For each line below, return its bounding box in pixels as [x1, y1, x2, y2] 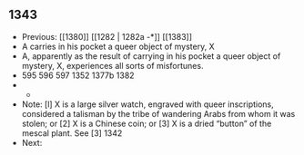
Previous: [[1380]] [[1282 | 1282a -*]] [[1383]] [21, 31, 193, 42]
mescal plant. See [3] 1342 [21, 127, 123, 139]
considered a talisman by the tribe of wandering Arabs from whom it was [21, 108, 296, 119]
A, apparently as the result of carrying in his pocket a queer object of [21, 50, 281, 62]
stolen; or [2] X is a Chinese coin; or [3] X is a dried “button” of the [21, 118, 272, 129]
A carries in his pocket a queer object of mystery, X [21, 41, 215, 52]
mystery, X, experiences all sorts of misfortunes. [21, 60, 204, 71]
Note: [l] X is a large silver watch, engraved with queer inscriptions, [21, 99, 274, 110]
